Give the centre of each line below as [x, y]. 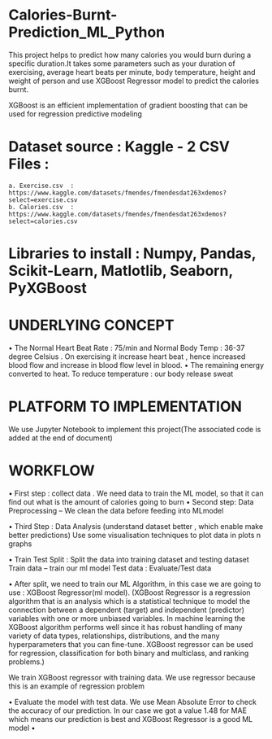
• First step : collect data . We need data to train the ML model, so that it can [136, 493]
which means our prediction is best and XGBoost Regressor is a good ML [131, 719]
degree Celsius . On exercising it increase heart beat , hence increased [127, 356]
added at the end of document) [61, 438]
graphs [20, 544]
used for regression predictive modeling [75, 114]
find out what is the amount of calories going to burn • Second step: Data [131, 501]
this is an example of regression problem [76, 686]
